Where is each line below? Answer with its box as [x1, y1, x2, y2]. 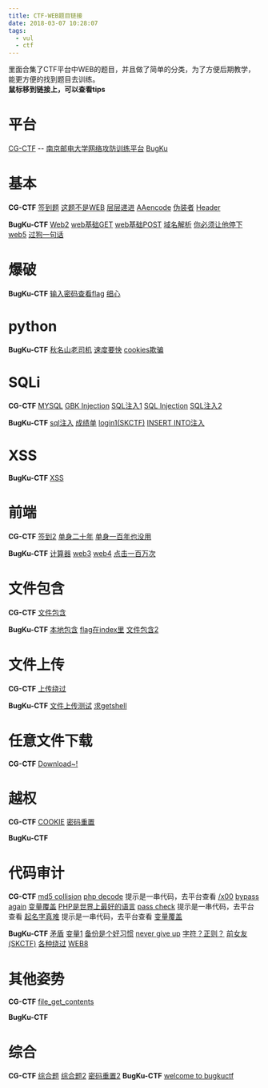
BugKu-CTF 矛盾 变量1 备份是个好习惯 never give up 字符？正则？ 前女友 [8, 929, 248, 938]
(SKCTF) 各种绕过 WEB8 [8, 939, 89, 949]
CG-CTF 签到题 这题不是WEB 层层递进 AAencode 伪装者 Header [8, 203, 222, 212]
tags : [8, 26, 26, 34]
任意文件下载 [8, 731, 94, 750]
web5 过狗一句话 [8, 230, 64, 239]
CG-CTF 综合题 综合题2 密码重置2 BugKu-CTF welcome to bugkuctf [8, 1071, 234, 1081]
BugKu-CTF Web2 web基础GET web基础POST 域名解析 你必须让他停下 [8, 220, 243, 229]
